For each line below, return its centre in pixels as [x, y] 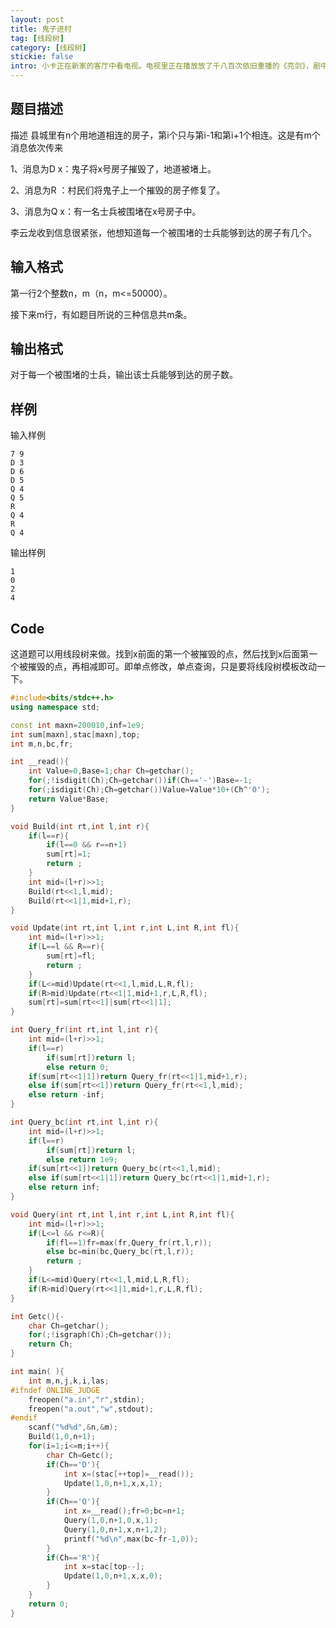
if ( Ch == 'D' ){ [73, 1464]
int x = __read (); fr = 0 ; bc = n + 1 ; [124, 1511]
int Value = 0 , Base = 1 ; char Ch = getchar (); [111, 771]
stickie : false [42, 57]
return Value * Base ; [69, 799]
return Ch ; [51, 1344]
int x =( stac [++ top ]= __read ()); [129, 1474]
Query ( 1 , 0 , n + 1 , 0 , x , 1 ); [111, 1521]
